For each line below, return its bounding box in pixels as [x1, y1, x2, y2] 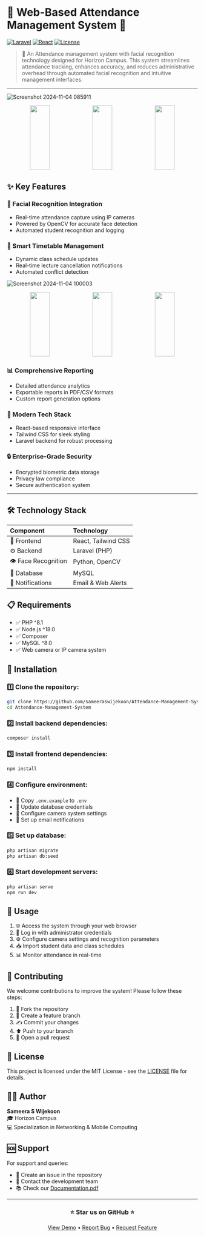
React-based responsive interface [15, 424, 101, 431]
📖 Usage [7, 906, 39, 917]
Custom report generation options [15, 395, 100, 402]
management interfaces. [21, 76, 84, 83]
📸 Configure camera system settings [15, 809, 107, 817]
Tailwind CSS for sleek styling [15, 430, 90, 438]
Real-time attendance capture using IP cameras [15, 213, 135, 221]
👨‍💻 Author [7, 1092, 47, 1102]
